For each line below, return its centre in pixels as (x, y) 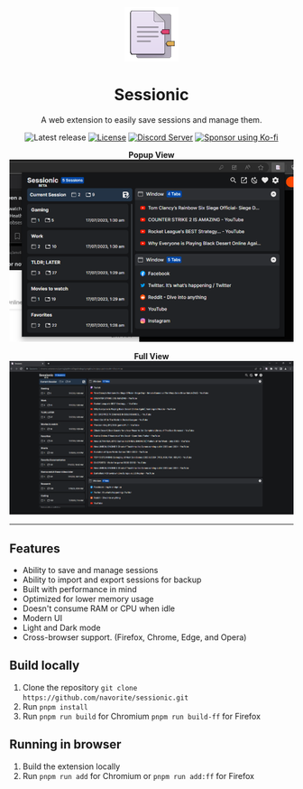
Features (35, 548)
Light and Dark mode (61, 628)
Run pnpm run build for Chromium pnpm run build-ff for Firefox (142, 716)
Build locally (45, 666)
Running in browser (65, 744)
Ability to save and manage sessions (90, 571)
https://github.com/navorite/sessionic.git (106, 698)
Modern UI (42, 618)
